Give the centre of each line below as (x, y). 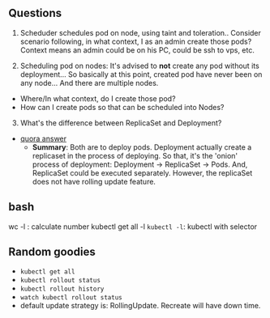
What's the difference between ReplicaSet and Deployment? (121, 123)
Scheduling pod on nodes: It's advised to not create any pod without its (139, 66)
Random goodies (52, 252)
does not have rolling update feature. (94, 181)
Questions (35, 13)
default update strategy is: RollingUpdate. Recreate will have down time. (140, 306)
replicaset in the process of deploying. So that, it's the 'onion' (135, 155)
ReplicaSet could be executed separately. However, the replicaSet (142, 172)
